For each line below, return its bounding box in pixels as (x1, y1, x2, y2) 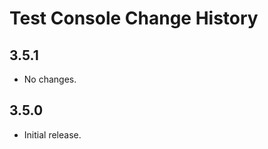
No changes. (23, 73, 77, 85)
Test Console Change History (9, 7, 259, 30)
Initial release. (23, 128, 82, 141)
